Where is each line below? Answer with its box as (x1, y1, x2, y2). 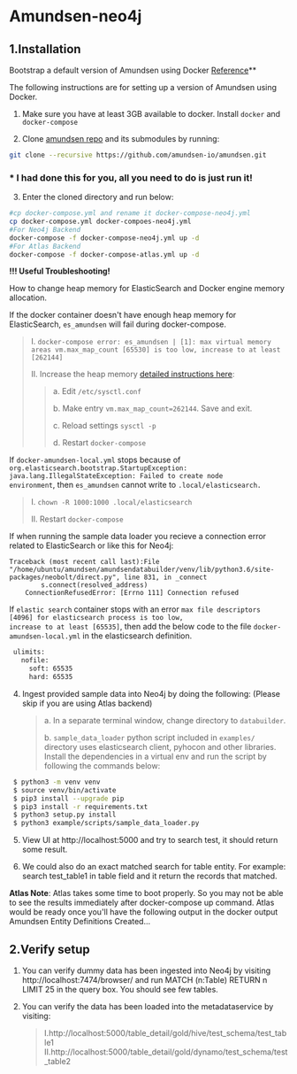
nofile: (20, 656, 49, 665)
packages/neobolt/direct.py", (9, 573, 121, 582)
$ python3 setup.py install (12, 810, 117, 820)
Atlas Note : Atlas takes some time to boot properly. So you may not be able (9, 888, 284, 899)
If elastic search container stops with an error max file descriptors (9, 604, 261, 614)
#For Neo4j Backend (9, 225, 81, 234)
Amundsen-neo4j (9, 6, 142, 27)
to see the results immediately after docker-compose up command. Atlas (9, 897, 275, 908)
